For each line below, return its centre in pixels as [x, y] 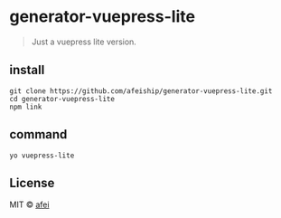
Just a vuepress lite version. [84, 42]
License [32, 183]
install [27, 70]
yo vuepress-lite [42, 156]
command [38, 134]
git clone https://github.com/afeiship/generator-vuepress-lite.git [141, 91]
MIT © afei [29, 204]
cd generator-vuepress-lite [62, 99]
